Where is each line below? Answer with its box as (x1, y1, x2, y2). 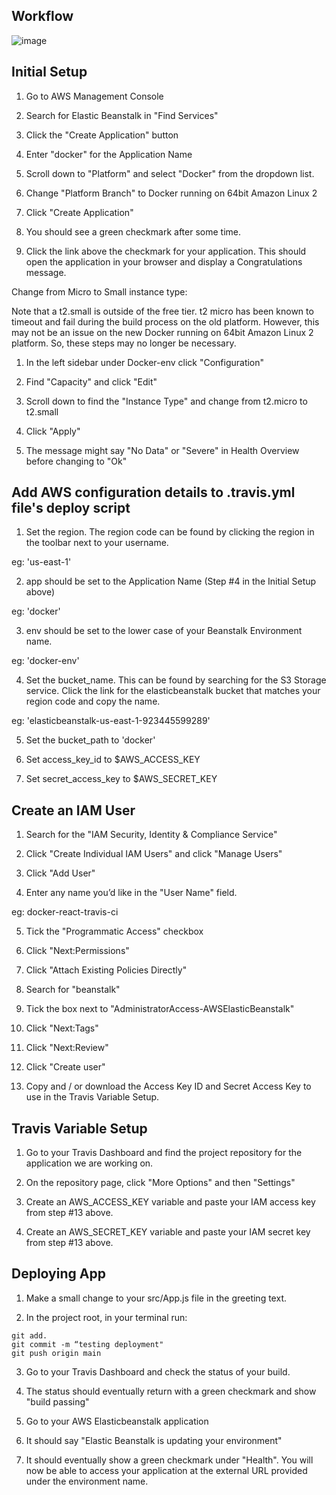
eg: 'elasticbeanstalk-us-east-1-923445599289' (11, 715, 211, 727)
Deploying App (11, 1265, 106, 1283)
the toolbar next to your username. (25, 537, 169, 549)
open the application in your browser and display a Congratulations (25, 255, 303, 268)
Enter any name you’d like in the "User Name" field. (25, 887, 238, 899)
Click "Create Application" (25, 206, 134, 218)
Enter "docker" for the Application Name (25, 148, 193, 160)
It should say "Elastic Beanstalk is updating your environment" (25, 1434, 283, 1446)
